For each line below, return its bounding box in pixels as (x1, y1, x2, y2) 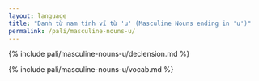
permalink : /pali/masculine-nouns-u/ (8, 27, 136, 35)
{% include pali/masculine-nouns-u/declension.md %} (8, 49, 190, 59)
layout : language (8, 11, 67, 20)
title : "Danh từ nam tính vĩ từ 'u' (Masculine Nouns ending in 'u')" (8, 19, 252, 28)
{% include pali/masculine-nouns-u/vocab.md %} (8, 65, 174, 75)
